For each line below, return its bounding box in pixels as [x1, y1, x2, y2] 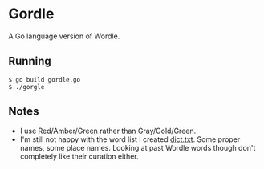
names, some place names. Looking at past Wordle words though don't [19, 143, 256, 152]
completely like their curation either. [19, 151, 139, 161]
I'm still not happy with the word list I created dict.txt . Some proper [19, 134, 241, 144]
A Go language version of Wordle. [8, 31, 120, 41]
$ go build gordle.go [8, 75, 81, 84]
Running [8, 54, 52, 68]
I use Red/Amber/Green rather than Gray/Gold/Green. [19, 126, 197, 135]
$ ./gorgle [8, 82, 45, 91]
